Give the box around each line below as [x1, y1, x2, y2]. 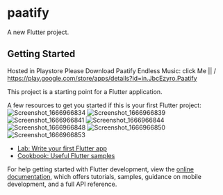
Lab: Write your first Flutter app [17, 144, 108, 153]
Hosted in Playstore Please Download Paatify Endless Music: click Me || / [7, 66, 217, 75]
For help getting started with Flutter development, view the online [7, 165, 195, 173]
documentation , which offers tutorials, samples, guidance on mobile [7, 172, 201, 180]
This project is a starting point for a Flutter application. [7, 87, 163, 95]
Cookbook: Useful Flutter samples [17, 151, 115, 159]
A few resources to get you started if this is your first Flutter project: [7, 101, 201, 109]
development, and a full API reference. [7, 180, 117, 188]
